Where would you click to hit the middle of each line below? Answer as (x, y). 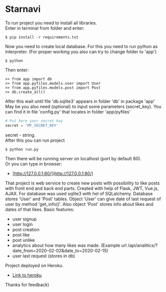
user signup (25, 219)
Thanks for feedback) (27, 285)
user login (23, 224)
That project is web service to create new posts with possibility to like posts (83, 183)
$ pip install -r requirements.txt (42, 37)
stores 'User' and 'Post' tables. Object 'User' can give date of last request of (83, 199)
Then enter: (17, 70)
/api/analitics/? (142, 245)
